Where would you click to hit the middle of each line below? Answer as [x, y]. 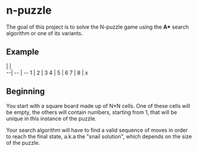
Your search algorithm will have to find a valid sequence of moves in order [97, 130]
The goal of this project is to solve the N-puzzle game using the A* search [98, 27]
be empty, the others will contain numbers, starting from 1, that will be [92, 112]
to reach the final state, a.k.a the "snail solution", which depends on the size [99, 136]
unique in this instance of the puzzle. [51, 118]
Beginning [26, 91]
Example [23, 52]
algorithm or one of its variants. [45, 33]
